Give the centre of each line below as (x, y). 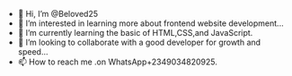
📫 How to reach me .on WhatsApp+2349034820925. (117, 62)
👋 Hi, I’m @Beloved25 (58, 14)
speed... (33, 52)
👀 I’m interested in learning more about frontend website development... (151, 23)
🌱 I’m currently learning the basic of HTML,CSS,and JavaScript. (135, 33)
